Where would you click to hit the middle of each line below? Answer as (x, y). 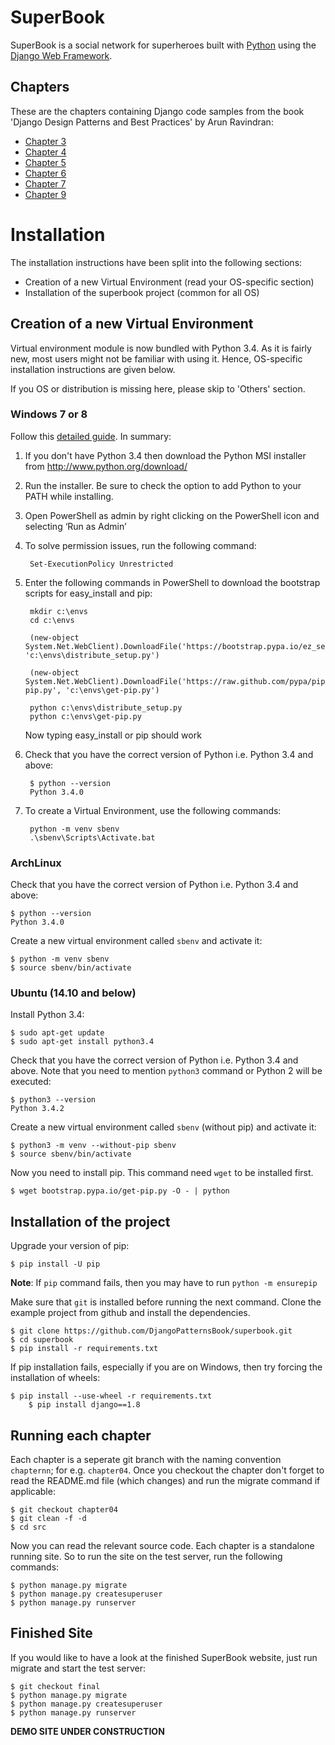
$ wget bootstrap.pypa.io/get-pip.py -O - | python (120, 1191)
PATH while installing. (69, 496)
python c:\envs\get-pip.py (85, 716)
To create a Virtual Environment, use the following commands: (153, 810)
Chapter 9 (45, 194)
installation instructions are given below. (93, 369)
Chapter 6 (45, 173)
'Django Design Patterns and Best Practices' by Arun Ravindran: (142, 122)
